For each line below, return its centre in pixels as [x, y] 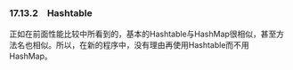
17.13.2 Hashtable [51, 12]
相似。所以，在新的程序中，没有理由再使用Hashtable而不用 [141, 45]
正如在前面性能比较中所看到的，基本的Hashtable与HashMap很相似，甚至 [143, 34]
